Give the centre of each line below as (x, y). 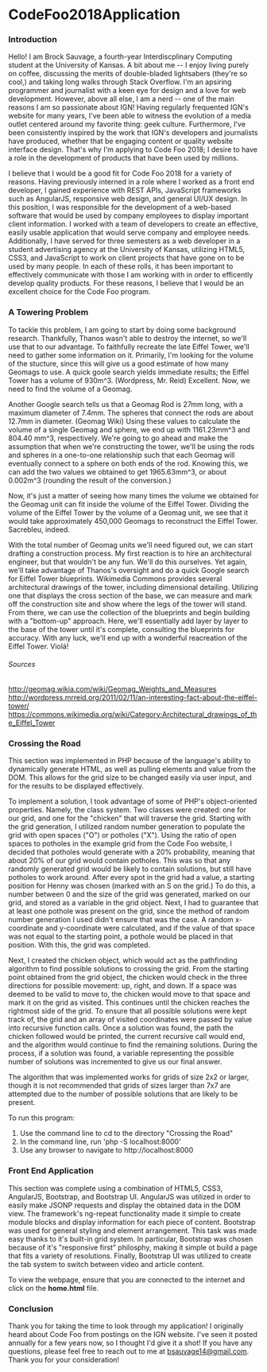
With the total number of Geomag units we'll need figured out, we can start (131, 545)
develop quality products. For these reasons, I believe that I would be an (126, 283)
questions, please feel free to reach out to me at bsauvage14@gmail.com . (129, 1351)
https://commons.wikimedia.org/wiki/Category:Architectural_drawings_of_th (133, 714)
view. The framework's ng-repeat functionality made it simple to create (124, 1213)
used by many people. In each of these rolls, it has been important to (121, 266)
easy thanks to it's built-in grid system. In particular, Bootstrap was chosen (131, 1238)
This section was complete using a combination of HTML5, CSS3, (116, 1188)
